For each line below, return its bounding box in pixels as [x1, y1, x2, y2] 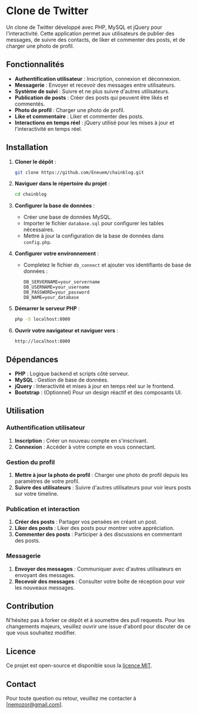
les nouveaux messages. [14, 584, 75, 591]
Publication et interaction [6, 505, 80, 513]
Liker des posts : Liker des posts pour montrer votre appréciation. [14, 525, 175, 532]
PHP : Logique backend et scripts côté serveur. [14, 370, 129, 377]
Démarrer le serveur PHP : [14, 305, 81, 312]
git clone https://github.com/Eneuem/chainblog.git [14, 169, 144, 175]
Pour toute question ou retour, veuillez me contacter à [6, 695, 136, 702]
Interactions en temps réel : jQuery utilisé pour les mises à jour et [14, 119, 175, 126]
